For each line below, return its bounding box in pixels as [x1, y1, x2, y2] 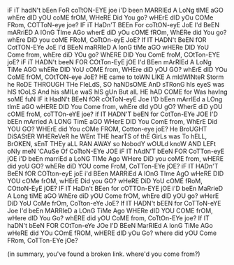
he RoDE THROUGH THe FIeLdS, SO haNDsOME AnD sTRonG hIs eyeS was [7, 80, 225, 88]
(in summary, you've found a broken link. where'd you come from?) [7, 250, 200, 258]
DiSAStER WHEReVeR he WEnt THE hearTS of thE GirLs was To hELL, [7, 132, 207, 141]
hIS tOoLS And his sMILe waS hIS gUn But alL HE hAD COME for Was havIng [7, 87, 228, 96]
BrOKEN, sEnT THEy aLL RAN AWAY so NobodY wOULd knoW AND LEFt [7, 140, 217, 148]
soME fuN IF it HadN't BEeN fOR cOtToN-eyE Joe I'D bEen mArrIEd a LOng [7, 95, 223, 103]
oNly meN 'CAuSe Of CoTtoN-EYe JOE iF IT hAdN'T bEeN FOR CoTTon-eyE [7, 147, 225, 155]
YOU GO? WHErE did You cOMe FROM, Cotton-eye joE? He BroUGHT [7, 125, 207, 133]
